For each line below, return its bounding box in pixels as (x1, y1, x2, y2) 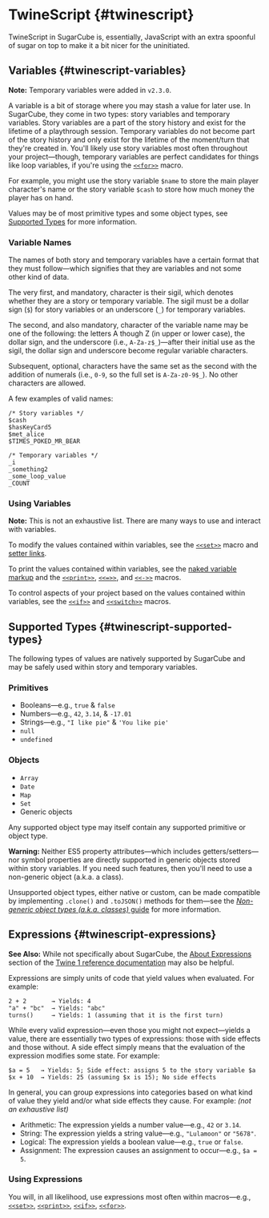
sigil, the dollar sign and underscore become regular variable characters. (8, 346, 248, 356)
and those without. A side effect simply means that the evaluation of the (8, 1042, 246, 1051)
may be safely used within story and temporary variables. (8, 663, 198, 672)
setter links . (8, 549, 47, 559)
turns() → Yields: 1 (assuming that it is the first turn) (8, 1011, 224, 1019)
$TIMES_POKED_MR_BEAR (8, 438, 81, 446)
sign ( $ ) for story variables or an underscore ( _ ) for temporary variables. (8, 304, 246, 314)
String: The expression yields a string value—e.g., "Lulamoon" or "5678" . (19, 1128, 256, 1138)
